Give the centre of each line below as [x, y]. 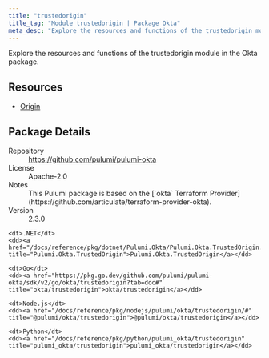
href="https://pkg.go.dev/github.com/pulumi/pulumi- [123, 276]
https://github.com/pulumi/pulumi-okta [92, 159]
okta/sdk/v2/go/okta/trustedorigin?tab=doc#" [85, 283]
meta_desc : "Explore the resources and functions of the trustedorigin [130, 30]
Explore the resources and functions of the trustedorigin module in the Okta [133, 54]
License [21, 168]
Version [21, 210]
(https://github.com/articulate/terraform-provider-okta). [120, 202]
